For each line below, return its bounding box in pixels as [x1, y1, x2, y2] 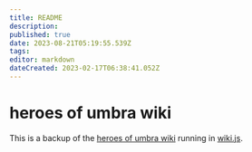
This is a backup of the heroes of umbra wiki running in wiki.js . [9, 132, 243, 143]
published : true [9, 30, 71, 39]
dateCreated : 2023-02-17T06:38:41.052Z [9, 64, 160, 73]
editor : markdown [9, 55, 75, 64]
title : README [9, 13, 63, 23]
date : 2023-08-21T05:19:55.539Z [9, 38, 131, 48]
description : [9, 22, 59, 31]
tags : [9, 47, 30, 56]
